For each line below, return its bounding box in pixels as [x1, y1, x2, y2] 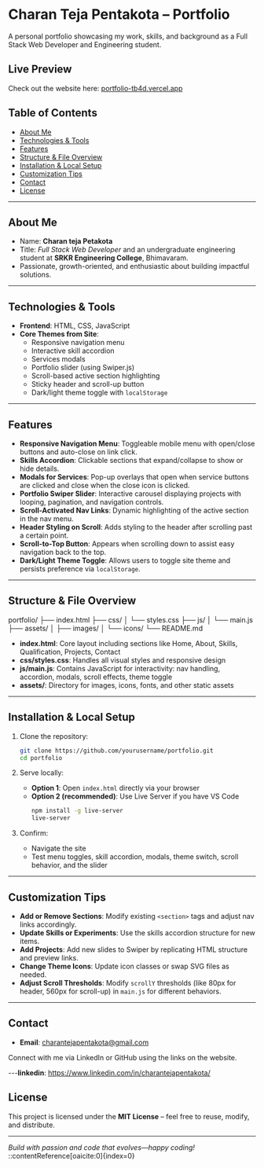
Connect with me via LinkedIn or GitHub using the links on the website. [8, 1052, 237, 1062]
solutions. [19, 270, 52, 280]
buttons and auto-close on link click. [19, 447, 137, 457]
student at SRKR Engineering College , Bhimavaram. [19, 253, 189, 263]
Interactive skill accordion [31, 346, 115, 355]
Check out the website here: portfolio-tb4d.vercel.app [8, 83, 183, 93]
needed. [19, 969, 47, 979]
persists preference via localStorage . [19, 564, 141, 573]
